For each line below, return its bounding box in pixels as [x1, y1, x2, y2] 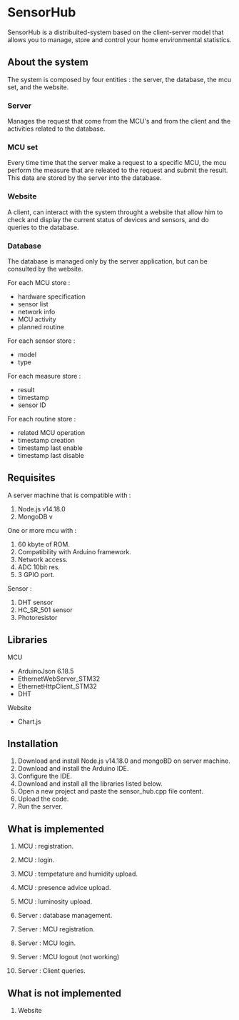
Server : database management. [17, 911, 113, 920]
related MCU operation [17, 428, 86, 436]
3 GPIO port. [17, 570, 55, 579]
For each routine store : [7, 414, 76, 423]
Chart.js [17, 717, 41, 726]
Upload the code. [17, 794, 69, 804]
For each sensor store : [7, 336, 76, 345]
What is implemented [7, 823, 105, 835]
